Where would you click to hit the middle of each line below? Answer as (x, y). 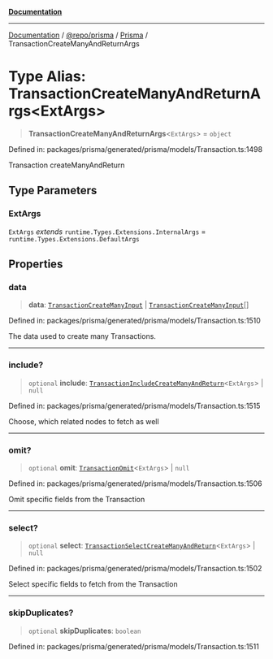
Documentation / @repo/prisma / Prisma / (78, 35)
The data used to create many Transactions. (82, 336)
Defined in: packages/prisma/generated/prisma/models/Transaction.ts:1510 (135, 321)
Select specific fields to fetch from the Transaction (93, 584)
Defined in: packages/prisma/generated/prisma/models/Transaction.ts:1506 (135, 483)
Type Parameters (53, 191)
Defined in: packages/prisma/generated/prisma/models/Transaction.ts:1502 (135, 569)
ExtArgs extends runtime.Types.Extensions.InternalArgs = (107, 232)
